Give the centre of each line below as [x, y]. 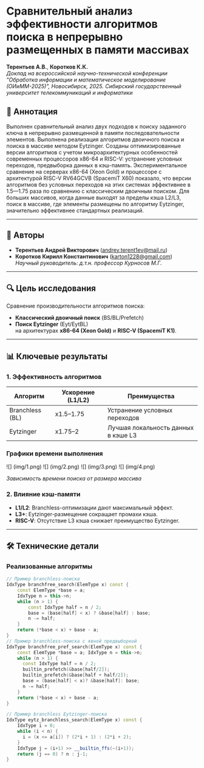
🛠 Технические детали [53, 546]
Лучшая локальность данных [151, 428]
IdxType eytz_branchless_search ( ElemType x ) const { [74, 720]
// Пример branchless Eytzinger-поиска [57, 714]
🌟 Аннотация [32, 112]
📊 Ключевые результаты [57, 356]
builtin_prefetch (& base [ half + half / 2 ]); [76, 675]
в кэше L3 [122, 435]
